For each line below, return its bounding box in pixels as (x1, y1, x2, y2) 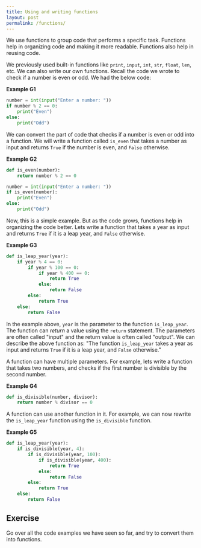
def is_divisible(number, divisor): (6, 394, 98, 400)
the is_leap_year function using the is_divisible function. (6, 417, 152, 424)
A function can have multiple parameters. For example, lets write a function (6, 358, 193, 365)
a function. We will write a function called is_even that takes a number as (6, 137, 187, 144)
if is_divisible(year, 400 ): (38, 457, 112, 463)
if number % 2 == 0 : (6, 103, 58, 109)
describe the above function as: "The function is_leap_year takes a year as (6, 340, 193, 347)
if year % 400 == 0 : (38, 270, 90, 276)
